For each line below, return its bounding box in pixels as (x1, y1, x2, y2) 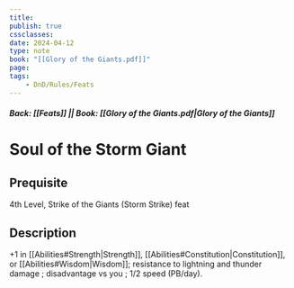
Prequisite (9, 175, 68, 190)
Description (9, 225, 76, 240)
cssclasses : (9, 30, 54, 39)
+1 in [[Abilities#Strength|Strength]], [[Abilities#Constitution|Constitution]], (9, 249, 286, 260)
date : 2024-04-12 (9, 38, 75, 48)
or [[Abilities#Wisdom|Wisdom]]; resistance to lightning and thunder (9, 258, 263, 270)
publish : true (9, 22, 63, 31)
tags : (9, 72, 30, 81)
